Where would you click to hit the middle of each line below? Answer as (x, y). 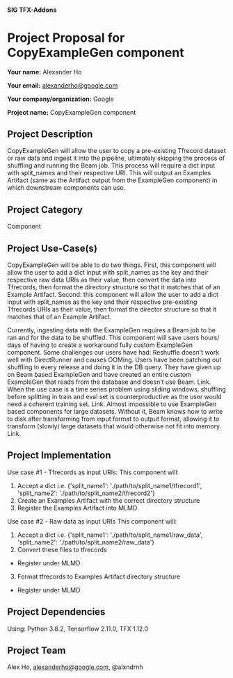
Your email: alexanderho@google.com (63, 85)
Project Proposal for (66, 38)
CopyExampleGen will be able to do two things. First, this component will (112, 265)
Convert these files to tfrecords (62, 549)
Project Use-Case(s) (52, 248)
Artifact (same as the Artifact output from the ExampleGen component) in (112, 180)
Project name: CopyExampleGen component (72, 112)
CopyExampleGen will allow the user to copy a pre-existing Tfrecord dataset (116, 151)
